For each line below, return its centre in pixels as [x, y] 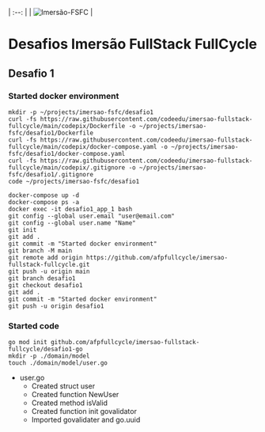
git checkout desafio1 [45, 285]
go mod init [28, 343]
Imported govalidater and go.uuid [86, 420]
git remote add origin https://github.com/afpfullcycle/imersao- [118, 257]
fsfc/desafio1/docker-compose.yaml [67, 153]
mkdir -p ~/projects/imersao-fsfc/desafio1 [81, 112]
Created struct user [63, 386]
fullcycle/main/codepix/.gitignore [67, 167]
